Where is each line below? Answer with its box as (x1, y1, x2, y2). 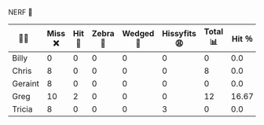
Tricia (12, 104, 33, 114)
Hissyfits (162, 28, 196, 39)
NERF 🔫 (8, 8, 33, 17)
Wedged (122, 28, 155, 39)
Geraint (12, 79, 39, 89)
